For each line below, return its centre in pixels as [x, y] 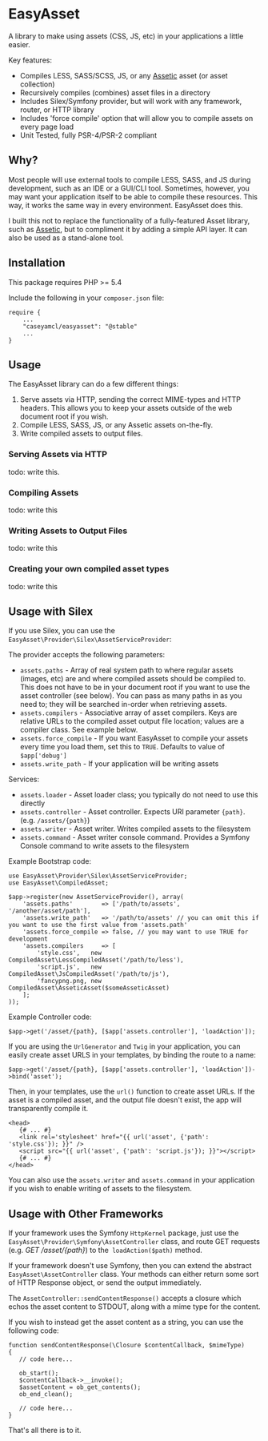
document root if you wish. [64, 416]
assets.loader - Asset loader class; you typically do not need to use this [139, 795]
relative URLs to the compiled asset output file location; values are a [132, 721]
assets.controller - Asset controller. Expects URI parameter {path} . [132, 812]
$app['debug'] [43, 756]
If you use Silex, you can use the [62, 631]
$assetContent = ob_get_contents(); [80, 1387]
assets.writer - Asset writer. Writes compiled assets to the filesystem [135, 829]
